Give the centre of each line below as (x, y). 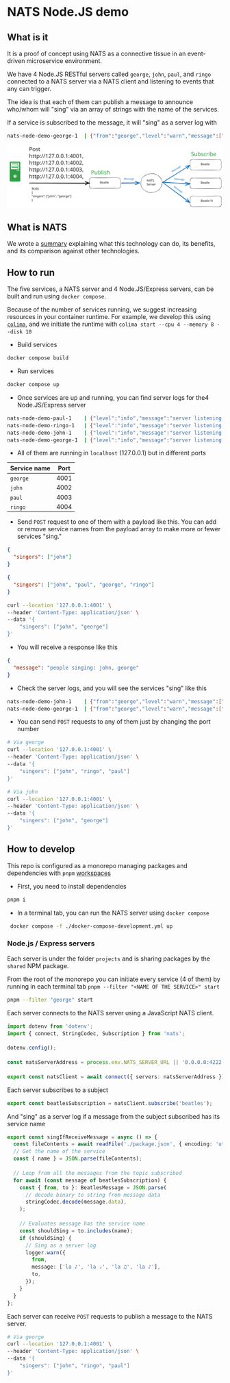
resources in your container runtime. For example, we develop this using (109, 317)
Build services (37, 345)
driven (16, 61)
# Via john (23, 791)
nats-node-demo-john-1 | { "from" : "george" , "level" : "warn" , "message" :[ (115, 701)
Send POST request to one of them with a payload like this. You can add (117, 522)
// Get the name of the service (60, 1152)
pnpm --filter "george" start (50, 1000)
